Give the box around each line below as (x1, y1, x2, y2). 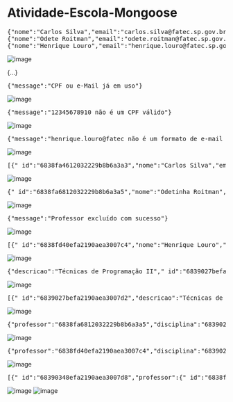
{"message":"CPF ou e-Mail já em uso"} (7, 81, 143, 90)
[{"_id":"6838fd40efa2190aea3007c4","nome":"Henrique (7, 241, 194, 248)
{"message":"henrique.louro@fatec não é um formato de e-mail (7, 134, 223, 143)
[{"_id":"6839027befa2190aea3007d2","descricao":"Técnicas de (7, 294, 223, 302)
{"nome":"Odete (7, 35, 59, 42)
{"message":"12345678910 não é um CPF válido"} (7, 108, 172, 116)
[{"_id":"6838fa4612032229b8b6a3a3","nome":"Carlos (7, 161, 187, 169)
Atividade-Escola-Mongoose (7, 5, 178, 21)
